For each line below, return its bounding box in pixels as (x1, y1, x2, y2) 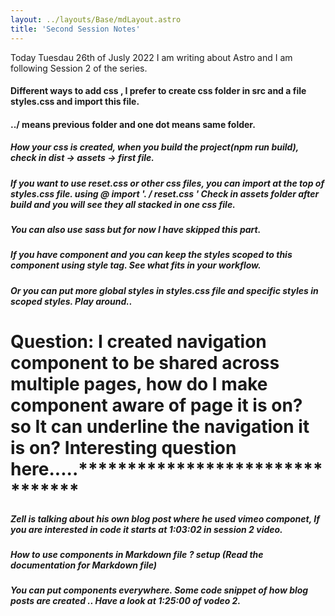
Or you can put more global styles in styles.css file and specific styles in (10, 284, 319, 296)
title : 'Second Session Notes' (10, 24, 141, 34)
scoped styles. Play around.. (10, 295, 133, 307)
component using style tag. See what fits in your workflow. (10, 259, 262, 271)
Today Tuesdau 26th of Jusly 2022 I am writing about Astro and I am (10, 51, 293, 63)
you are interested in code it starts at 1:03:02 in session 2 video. (10, 523, 283, 535)
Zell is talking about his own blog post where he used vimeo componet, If (10, 512, 320, 525)
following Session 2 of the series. (10, 62, 148, 74)
